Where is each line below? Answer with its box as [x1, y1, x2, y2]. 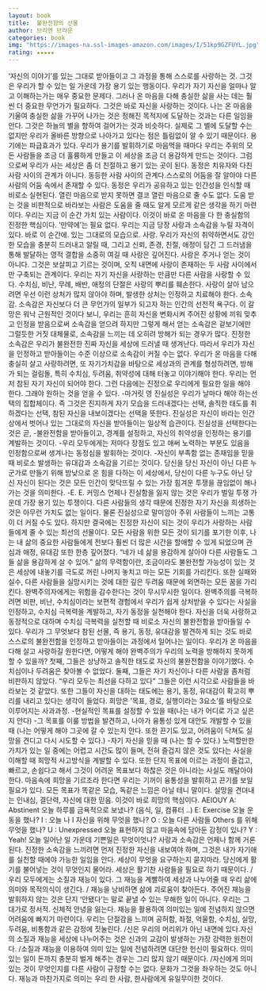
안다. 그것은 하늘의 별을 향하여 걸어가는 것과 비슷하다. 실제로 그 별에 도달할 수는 [8, 121, 253, 130]
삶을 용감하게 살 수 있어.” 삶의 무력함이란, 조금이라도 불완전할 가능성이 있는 [16, 557, 247, 567]
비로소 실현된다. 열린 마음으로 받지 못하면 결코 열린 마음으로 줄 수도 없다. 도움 [8, 190, 247, 199]
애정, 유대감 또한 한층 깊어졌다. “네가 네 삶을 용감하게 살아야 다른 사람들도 [22, 547, 249, 556]
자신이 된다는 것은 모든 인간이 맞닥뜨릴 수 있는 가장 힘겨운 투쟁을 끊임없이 [16, 478, 243, 487]
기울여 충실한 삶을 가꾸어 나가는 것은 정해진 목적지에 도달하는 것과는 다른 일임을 [8, 111, 253, 120]
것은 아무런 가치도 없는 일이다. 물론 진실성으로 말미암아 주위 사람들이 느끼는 [8, 508, 241, 517]
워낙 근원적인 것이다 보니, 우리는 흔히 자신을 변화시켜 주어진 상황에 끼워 [22, 309, 243, 318]
